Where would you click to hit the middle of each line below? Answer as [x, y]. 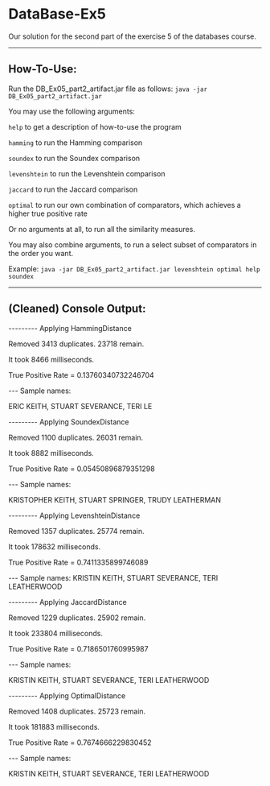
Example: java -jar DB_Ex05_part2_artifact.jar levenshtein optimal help [134, 269]
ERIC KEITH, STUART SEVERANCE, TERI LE [80, 406]
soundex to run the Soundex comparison [74, 158]
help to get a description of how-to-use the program [95, 126]
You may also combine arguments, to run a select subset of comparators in [133, 244]
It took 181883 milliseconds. [54, 726]
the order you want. [41, 253]
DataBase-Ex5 [57, 14]
